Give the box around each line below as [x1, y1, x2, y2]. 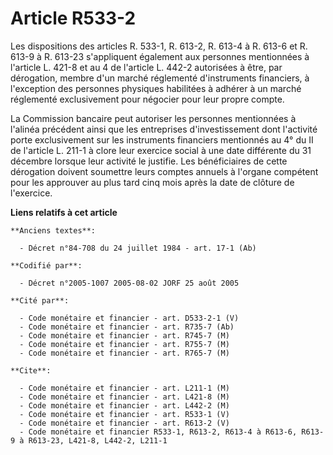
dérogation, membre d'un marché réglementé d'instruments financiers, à [10, 72, 310, 84]
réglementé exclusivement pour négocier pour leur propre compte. [10, 93, 285, 105]
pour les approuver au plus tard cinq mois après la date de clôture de [10, 176, 295, 188]
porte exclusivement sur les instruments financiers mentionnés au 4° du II [10, 133, 314, 146]
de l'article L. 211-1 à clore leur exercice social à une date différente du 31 [10, 144, 312, 156]
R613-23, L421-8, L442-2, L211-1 [28, 435, 168, 446]
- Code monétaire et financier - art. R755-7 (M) [19, 339, 230, 349]
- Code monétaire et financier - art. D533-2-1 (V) [19, 313, 240, 323]
